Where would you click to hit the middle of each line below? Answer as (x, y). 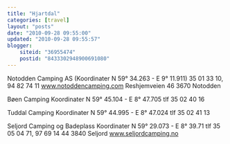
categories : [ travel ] (38, 20)
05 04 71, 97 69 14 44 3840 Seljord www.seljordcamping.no (93, 133)
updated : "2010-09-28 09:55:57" (54, 39)
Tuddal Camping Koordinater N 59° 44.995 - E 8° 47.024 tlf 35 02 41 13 (108, 112)
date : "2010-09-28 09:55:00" (49, 33)
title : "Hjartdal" (34, 13)
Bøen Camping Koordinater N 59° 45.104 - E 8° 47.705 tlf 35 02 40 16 (106, 99)
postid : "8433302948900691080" (65, 59)
